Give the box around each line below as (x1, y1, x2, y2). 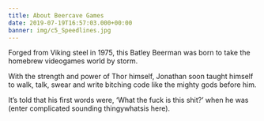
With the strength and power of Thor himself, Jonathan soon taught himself (8, 72, 254, 81)
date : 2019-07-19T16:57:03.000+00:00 (8, 19, 133, 27)
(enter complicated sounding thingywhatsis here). (8, 104, 171, 113)
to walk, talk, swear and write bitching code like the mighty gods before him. (8, 80, 257, 89)
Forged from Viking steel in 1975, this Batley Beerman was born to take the (8, 48, 251, 58)
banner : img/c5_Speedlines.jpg (8, 26, 111, 34)
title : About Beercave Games (8, 11, 104, 20)
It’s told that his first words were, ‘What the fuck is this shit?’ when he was (8, 96, 249, 105)
